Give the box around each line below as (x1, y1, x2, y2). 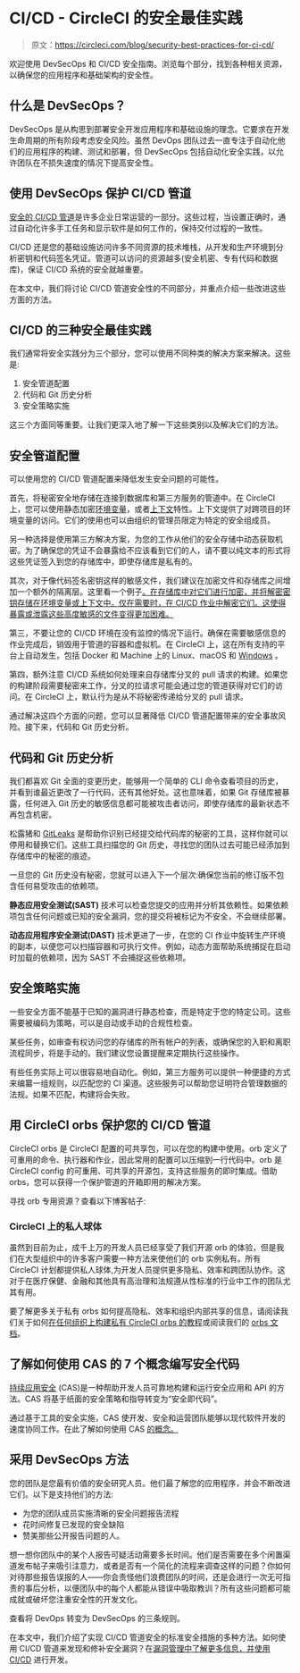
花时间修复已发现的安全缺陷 (21, 1518, 125, 1529)
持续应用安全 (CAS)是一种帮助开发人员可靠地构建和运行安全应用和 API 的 (9, 1382, 277, 1392)
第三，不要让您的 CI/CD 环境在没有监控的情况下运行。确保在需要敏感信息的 (9, 627, 287, 639)
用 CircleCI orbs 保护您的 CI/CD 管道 (9, 1118, 212, 1133)
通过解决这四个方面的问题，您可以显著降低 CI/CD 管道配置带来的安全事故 (9, 710, 279, 721)
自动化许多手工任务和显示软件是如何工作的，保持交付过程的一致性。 (16, 223, 268, 233)
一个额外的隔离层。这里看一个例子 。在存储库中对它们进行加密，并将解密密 (16, 586, 291, 597)
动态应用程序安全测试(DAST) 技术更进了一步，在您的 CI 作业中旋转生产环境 (9, 930, 286, 940)
